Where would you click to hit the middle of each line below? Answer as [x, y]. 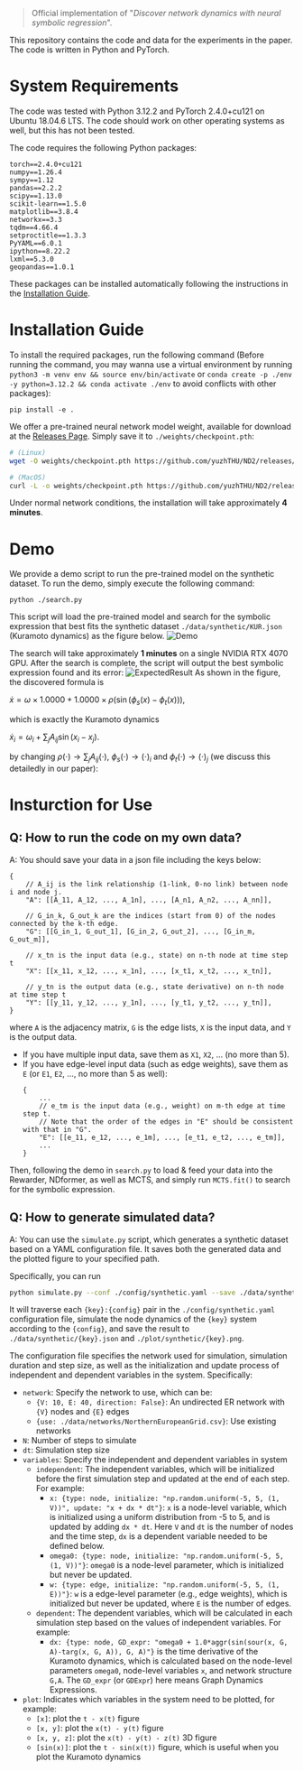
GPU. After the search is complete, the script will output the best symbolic [147, 663]
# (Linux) [28, 452]
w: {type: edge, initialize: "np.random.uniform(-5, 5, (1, [165, 1585]
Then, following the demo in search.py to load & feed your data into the [141, 1170]
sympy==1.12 [32, 180]
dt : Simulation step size [66, 1450]
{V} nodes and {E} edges [83, 1412]
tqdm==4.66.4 [34, 227]
